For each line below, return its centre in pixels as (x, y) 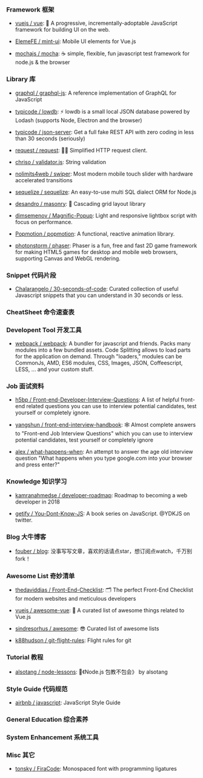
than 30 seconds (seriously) (50, 138)
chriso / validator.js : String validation (61, 162)
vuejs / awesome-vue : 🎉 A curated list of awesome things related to (100, 610)
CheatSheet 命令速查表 (40, 312)
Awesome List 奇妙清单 (41, 576)
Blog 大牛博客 (26, 537)
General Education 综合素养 (47, 719)
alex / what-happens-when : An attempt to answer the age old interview (104, 452)
